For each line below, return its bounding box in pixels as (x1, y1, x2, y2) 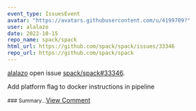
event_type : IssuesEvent (7, 10, 80, 18)
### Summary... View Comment (7, 96, 90, 104)
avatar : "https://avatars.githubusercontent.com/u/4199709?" (7, 17, 191, 24)
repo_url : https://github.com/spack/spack (7, 50, 134, 57)
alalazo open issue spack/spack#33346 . (7, 68, 125, 77)
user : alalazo (7, 23, 49, 30)
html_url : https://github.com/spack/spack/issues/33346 (7, 43, 175, 50)
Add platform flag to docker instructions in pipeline (7, 82, 155, 91)
